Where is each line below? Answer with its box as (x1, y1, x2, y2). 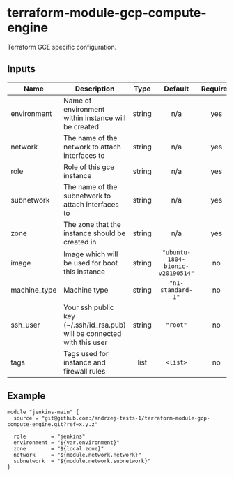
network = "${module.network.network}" (13, 451, 141, 458)
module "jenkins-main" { (7, 409, 79, 416)
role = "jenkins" (13, 433, 86, 440)
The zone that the (63, 219, 122, 229)
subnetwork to (63, 191, 111, 200)
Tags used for (63, 348, 109, 358)
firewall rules (63, 366, 106, 376)
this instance (63, 267, 106, 277)
